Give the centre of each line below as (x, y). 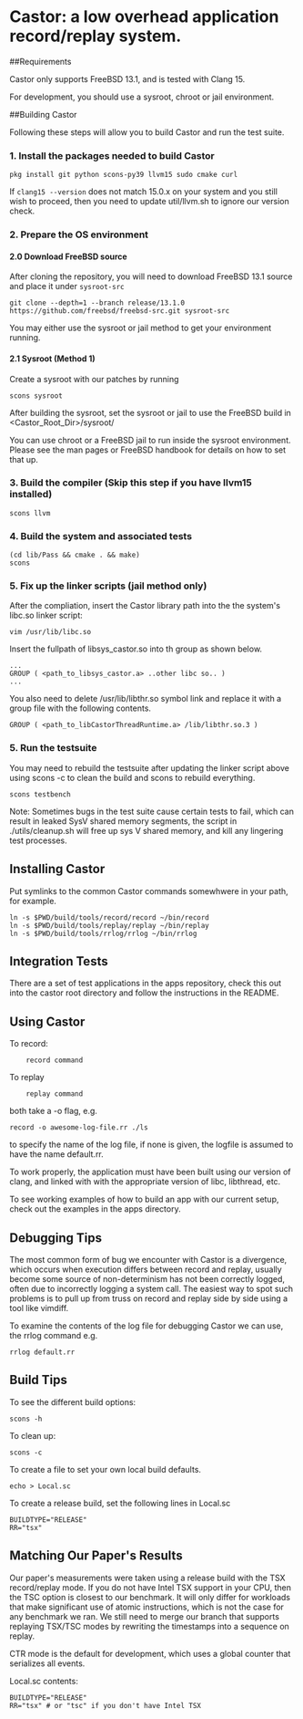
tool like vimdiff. (39, 1308)
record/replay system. (96, 36)
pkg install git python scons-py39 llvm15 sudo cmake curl (124, 175)
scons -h (26, 1419)
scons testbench (40, 794)
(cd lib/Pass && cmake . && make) (75, 555)
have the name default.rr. (57, 1154)
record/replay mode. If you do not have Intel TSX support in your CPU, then (151, 1587)
